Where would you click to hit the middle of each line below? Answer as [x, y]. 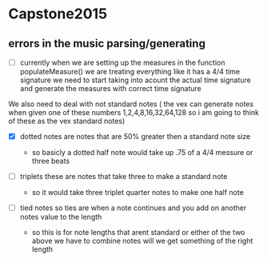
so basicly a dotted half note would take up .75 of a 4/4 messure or [142, 153]
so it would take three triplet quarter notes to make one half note [137, 193]
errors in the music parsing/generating [107, 44]
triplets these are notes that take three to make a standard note [124, 177]
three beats [51, 161]
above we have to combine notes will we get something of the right [142, 241]
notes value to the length [61, 217]
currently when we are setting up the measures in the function [122, 62]
